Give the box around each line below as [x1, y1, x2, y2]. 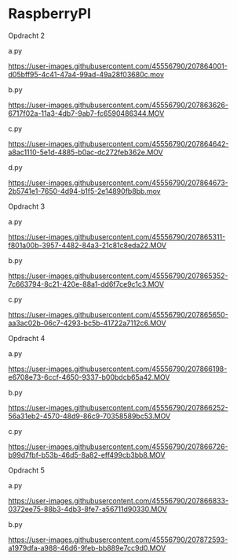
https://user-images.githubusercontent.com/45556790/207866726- [8, 442, 229, 451]
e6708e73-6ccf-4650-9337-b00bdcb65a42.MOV [8, 372, 170, 382]
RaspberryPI [8, 5, 92, 23]
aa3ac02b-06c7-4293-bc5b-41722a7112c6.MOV [8, 318, 166, 328]
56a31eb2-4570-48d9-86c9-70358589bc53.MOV [8, 411, 171, 421]
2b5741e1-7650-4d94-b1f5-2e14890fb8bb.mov [8, 186, 161, 195]
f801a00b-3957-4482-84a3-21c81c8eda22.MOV [8, 240, 167, 250]
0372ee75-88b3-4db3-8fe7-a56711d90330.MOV [8, 504, 167, 514]
